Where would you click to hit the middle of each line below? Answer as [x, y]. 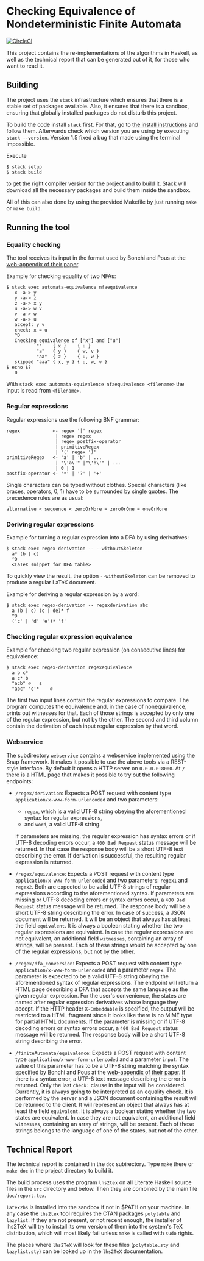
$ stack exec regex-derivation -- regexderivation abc [77, 606]
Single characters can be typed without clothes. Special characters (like [97, 485]
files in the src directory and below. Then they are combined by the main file [102, 1189]
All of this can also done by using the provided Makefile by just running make [101, 202]
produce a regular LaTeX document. [51, 583]
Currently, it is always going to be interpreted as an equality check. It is [104, 1092]
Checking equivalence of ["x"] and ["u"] [68, 341]
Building [22, 85]
